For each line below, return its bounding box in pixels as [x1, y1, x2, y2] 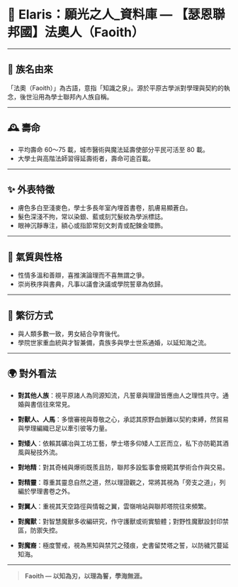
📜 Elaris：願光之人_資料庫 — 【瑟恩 [7, 6, 213, 23]
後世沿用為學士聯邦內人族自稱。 [19, 92, 113, 101]
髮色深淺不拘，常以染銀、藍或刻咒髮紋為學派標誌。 [17, 212, 167, 221]
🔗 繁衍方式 [7, 309, 53, 322]
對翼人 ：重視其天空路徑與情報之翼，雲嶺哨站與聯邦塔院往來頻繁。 [17, 502, 210, 510]
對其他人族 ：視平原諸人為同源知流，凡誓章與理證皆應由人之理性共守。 [17, 391, 223, 400]
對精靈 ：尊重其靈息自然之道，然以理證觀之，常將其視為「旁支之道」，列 [17, 478, 226, 486]
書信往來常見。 [30, 400, 74, 408]
